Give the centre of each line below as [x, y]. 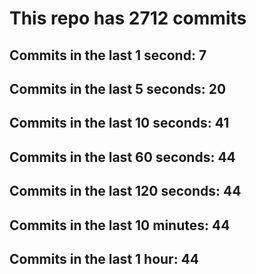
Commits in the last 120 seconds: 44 [125, 191]
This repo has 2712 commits [128, 18]
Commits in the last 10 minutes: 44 [120, 225]
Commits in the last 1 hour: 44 [104, 258]
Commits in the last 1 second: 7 [108, 55]
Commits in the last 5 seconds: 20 [118, 88]
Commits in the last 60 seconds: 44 [122, 157]
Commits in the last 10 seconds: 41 [119, 123]
